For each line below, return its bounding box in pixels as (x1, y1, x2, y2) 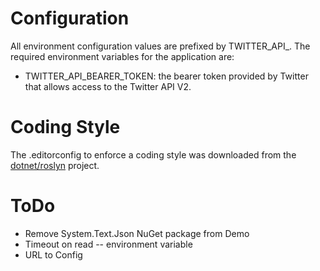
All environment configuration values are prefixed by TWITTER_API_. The (10, 40, 311, 52)
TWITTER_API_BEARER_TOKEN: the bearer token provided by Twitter (24, 70, 309, 82)
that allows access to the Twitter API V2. (24, 80, 192, 92)
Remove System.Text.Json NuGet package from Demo (24, 227, 250, 239)
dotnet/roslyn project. (10, 159, 100, 171)
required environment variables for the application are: (10, 50, 235, 62)
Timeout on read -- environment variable (24, 238, 193, 250)
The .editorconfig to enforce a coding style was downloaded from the (10, 148, 297, 161)
